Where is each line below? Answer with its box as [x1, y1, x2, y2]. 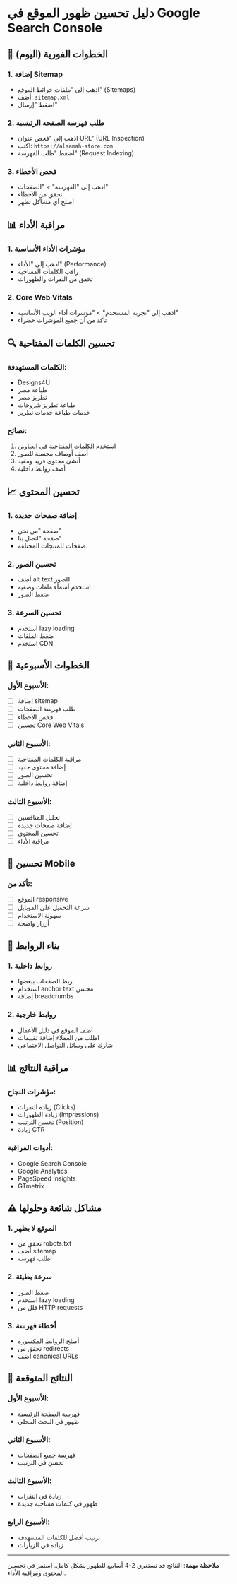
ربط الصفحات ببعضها [17, 977, 73, 986]
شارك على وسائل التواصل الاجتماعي [17, 1041, 113, 1049]
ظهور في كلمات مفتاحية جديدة [17, 1499, 98, 1508]
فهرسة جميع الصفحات [17, 1450, 76, 1459]
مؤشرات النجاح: [7, 1087, 56, 1097]
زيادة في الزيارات [17, 1540, 63, 1549]
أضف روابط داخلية [17, 464, 66, 473]
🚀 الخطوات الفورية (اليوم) [7, 48, 108, 60]
